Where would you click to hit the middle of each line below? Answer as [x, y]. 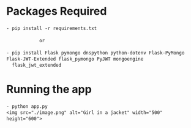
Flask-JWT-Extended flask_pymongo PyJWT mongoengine [75, 59]
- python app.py [27, 106]
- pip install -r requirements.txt [52, 28]
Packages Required [57, 11]
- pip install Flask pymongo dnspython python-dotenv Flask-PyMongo [95, 53]
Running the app [49, 89]
